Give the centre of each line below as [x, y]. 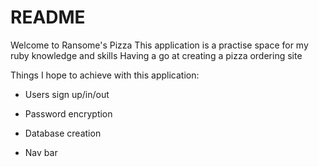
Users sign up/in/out [67, 94]
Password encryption [68, 113]
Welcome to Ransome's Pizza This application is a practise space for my [159, 45]
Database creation [63, 133]
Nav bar [41, 152]
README [48, 17]
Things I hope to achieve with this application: [105, 75]
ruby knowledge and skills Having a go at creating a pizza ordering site [156, 55]
